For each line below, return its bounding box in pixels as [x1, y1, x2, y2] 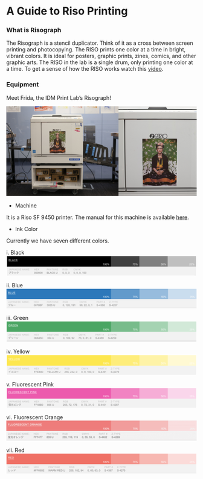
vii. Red [6, 446, 25, 454]
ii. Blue [6, 281, 23, 288]
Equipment [6, 80, 39, 89]
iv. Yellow [6, 348, 30, 355]
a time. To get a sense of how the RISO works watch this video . [6, 65, 164, 73]
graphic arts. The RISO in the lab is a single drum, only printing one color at [6, 59, 193, 66]
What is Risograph [6, 26, 62, 34]
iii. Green [6, 314, 29, 322]
